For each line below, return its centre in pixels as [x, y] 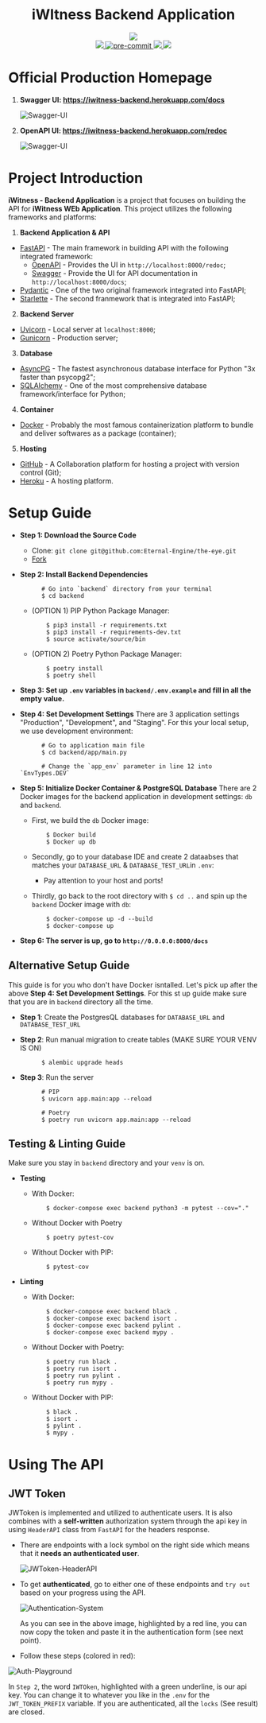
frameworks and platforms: [52, 217]
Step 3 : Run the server [56, 1077]
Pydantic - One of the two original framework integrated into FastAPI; [133, 290]
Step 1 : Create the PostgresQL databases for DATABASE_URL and [122, 1017]
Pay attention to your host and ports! [103, 880]
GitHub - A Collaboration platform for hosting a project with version [129, 464]
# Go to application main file [93, 745]
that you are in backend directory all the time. [81, 1001]
